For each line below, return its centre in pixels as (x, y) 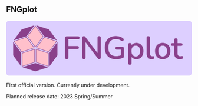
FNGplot (22, 10)
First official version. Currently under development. (68, 85)
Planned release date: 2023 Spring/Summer (60, 96)
